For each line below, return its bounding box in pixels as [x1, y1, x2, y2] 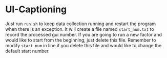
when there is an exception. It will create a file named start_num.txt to [5, 26, 155, 32]
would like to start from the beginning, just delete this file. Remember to [5, 37, 156, 43]
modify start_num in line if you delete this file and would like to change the [5, 42, 162, 48]
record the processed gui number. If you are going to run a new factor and [5, 31, 162, 37]
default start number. [5, 48, 50, 54]
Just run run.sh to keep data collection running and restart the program [5, 21, 156, 27]
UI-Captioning [5, 4, 67, 15]
